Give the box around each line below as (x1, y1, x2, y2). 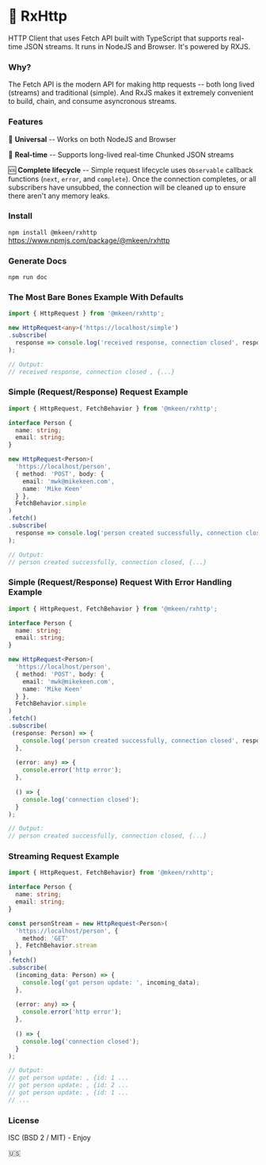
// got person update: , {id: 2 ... (8, 1082, 129, 1090)
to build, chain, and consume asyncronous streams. (8, 97, 177, 106)
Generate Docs (8, 255, 67, 266)
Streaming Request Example (8, 851, 120, 862)
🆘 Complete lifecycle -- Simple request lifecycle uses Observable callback (8, 165, 253, 174)
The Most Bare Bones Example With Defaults (8, 292, 184, 303)
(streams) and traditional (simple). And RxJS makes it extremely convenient (8, 88, 254, 98)
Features (8, 117, 44, 128)
